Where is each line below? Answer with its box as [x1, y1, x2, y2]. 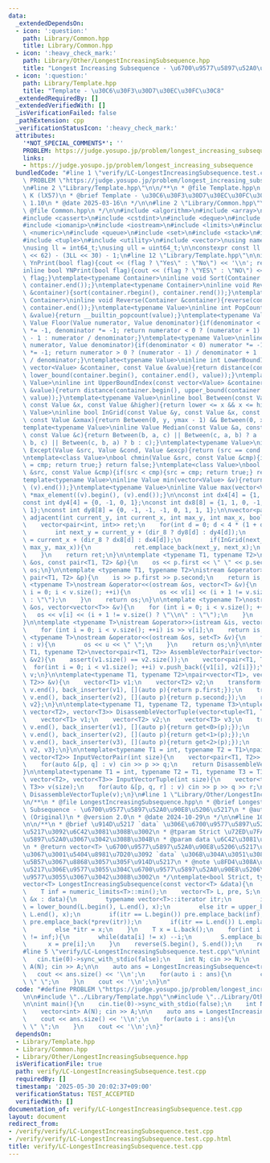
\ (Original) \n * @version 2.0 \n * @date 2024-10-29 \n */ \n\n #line [22, 813, 253, 822]
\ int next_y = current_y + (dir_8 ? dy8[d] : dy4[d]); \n [22, 528, 247, 536]
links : [22, 154, 45, 162]
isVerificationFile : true [15, 1060, 103, 1068]
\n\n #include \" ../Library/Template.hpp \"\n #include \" [22, 992, 215, 1001]
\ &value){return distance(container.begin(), [22, 386, 182, 395]
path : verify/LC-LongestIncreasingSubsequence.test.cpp [15, 1068, 207, 1076]
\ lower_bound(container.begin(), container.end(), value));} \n [22, 371, 243, 379]
